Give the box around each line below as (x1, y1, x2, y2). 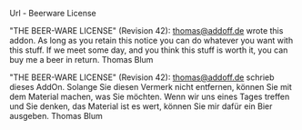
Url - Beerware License (9, 8, 97, 18)
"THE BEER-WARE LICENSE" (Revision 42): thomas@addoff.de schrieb (9, 72, 275, 83)
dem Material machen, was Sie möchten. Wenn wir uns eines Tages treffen (9, 91, 290, 102)
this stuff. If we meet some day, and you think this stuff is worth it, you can (9, 45, 288, 55)
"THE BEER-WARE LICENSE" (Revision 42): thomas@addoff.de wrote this (9, 25, 284, 35)
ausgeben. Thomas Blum (9, 111, 103, 121)
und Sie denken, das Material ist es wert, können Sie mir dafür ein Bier (9, 101, 273, 112)
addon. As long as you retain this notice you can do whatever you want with (9, 35, 294, 45)
